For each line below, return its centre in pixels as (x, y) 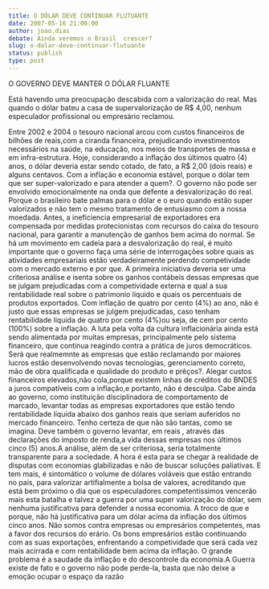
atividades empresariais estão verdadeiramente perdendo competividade (130, 260)
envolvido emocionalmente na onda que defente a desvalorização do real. (131, 192)
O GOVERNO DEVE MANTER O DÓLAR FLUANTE (89, 83)
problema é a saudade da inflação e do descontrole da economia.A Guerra (132, 559)
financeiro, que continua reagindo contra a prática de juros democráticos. (130, 345)
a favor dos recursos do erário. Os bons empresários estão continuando (128, 533)
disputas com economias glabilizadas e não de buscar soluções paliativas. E (135, 465)
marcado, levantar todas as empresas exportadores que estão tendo (122, 405)
